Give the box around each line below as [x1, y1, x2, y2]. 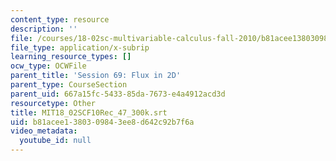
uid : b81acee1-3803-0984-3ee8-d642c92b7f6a [10, 117, 195, 127]
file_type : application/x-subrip [10, 42, 150, 53]
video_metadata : [10, 126, 78, 136]
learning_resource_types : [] [10, 52, 132, 62]
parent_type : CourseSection [10, 80, 128, 90]
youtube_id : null [19, 136, 92, 146]
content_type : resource [10, 14, 110, 25]
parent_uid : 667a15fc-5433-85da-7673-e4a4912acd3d [10, 89, 226, 99]
